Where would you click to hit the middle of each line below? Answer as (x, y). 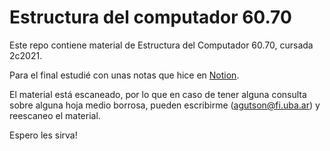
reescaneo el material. (55, 115)
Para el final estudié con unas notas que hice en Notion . (124, 75)
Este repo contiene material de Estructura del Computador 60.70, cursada (161, 45)
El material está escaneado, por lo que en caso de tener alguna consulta (158, 94)
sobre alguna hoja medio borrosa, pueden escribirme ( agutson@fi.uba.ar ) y (165, 105)
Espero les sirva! (43, 135)
